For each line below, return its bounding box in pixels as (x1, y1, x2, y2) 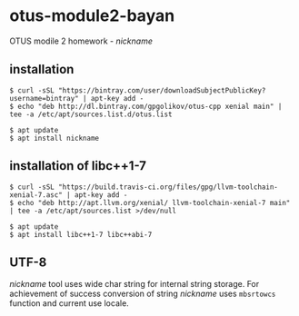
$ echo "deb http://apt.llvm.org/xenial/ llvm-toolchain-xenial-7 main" (9, 198, 291, 207)
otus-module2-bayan (9, 5, 175, 26)
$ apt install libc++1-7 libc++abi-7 (9, 230, 153, 239)
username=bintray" (9, 94, 79, 103)
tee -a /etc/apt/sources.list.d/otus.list (9, 110, 173, 119)
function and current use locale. (9, 298, 129, 309)
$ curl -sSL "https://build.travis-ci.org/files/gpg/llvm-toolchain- (9, 183, 279, 192)
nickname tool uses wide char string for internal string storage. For (9, 279, 260, 290)
